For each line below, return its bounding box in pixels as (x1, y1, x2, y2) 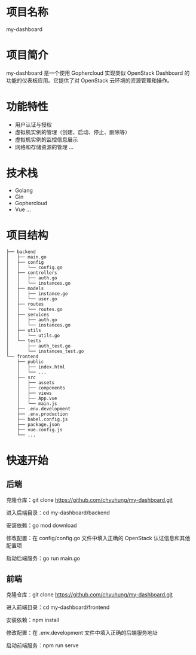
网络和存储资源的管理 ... (14, 143, 73, 150)
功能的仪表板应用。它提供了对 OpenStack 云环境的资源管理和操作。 (6, 77, 173, 84)
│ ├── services (6, 312, 50, 318)
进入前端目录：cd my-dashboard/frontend (6, 604, 110, 611)
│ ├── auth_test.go (6, 343, 71, 349)
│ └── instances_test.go (6, 348, 84, 354)
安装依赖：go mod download (6, 522, 77, 529)
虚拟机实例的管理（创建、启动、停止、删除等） (14, 128, 130, 135)
